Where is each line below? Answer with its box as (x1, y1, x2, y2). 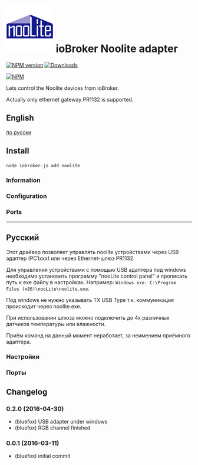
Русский (6, 233, 39, 243)
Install (6, 146, 29, 156)
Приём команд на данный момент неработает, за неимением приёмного (6, 331, 190, 339)
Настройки (6, 353, 40, 361)
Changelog (6, 386, 48, 397)
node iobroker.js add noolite (6, 162, 81, 168)
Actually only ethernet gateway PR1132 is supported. (6, 96, 134, 103)
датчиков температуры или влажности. (6, 320, 106, 327)
